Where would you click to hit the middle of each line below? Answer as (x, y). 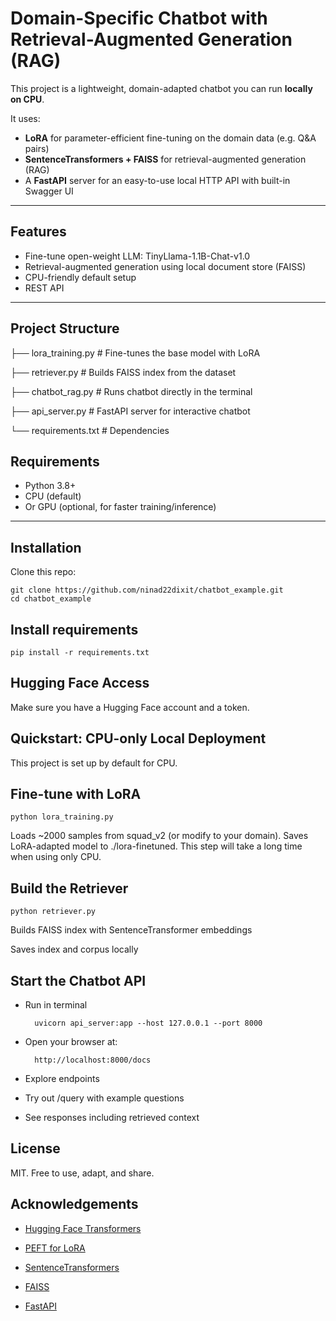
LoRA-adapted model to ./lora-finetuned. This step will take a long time (156, 846)
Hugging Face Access (80, 683)
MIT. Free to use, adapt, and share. (82, 1173)
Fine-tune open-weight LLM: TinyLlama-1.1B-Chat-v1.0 (137, 256)
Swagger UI (49, 191)
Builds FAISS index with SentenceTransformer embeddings (131, 930)
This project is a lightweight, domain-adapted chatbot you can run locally (161, 88)
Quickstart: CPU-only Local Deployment (138, 738)
